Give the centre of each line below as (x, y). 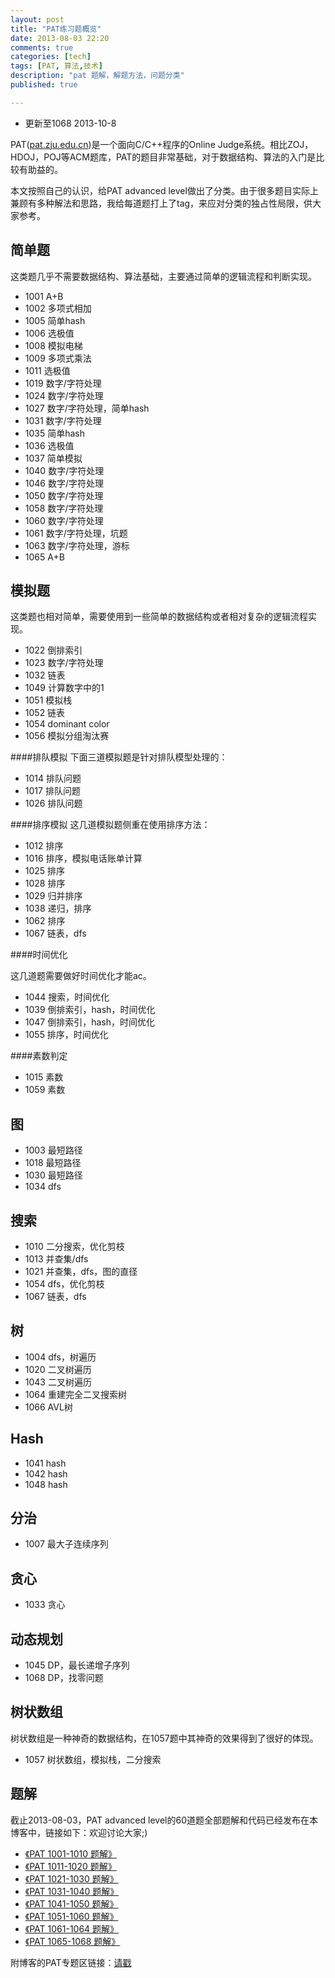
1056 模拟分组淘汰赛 (67, 736)
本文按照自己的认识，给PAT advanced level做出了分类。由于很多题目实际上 (164, 190)
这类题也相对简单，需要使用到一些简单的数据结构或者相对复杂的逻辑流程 (159, 617)
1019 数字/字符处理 (63, 383)
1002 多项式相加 (58, 308)
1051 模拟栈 (48, 700)
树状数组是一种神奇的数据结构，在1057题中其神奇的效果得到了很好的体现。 (164, 1738)
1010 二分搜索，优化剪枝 (74, 1246)
